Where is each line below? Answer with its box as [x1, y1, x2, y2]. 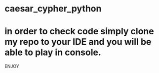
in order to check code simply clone [4, 26, 154, 37]
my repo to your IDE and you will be [4, 36, 152, 48]
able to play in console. [4, 47, 102, 58]
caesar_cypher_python [4, 3, 102, 14]
